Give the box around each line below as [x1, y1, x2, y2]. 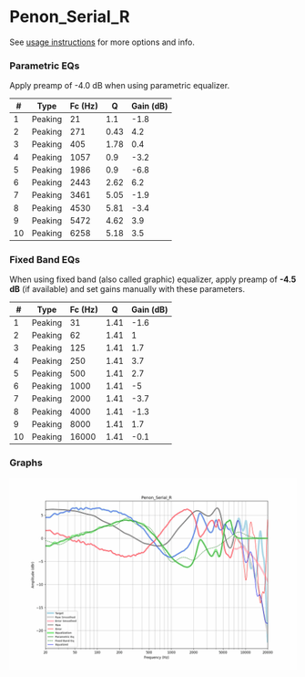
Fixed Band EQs [9, 253, 80, 266]
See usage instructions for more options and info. [9, 36, 196, 47]
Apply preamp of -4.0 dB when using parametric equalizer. [9, 80, 230, 91]
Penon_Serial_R [9, 6, 130, 27]
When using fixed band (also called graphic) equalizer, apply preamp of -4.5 [9, 274, 297, 285]
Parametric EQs [9, 59, 80, 72]
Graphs [9, 456, 43, 469]
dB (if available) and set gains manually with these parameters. [9, 284, 246, 295]
